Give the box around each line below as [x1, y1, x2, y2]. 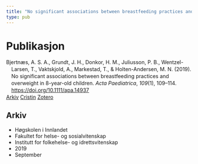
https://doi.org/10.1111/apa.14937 [11, 86, 90, 93]
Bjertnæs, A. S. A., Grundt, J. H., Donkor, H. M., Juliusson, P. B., [6, 59, 160, 66]
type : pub [6, 14, 31, 20]
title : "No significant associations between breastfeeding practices [6, 8, 183, 15]
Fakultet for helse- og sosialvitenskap [14, 132, 106, 139]
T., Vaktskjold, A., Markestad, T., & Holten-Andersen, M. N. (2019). [30, 66, 192, 73]
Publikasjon [6, 39, 65, 53]
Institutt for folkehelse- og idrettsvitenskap [14, 139, 118, 146]
